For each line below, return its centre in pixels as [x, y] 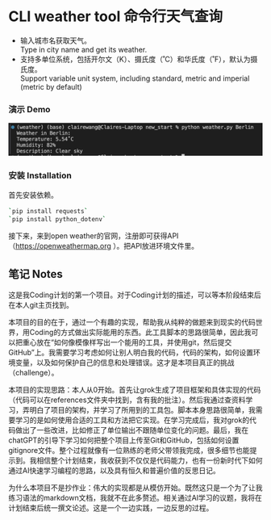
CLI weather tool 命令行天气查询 [116, 17]
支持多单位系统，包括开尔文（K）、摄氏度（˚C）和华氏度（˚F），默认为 [135, 59]
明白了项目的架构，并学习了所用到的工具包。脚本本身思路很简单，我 [142, 410]
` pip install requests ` [48, 211]
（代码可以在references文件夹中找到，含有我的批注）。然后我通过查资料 [127, 400]
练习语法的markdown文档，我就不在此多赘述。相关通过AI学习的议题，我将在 [135, 498]
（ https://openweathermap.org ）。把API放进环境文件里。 [104, 246]
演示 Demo [29, 109]
